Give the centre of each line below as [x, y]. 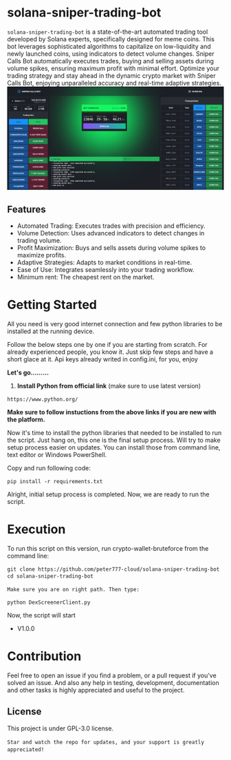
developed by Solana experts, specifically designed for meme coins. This [111, 39]
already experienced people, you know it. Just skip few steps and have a [110, 352]
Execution [36, 530]
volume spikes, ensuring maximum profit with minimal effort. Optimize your [113, 68]
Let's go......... [28, 372]
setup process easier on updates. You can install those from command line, [114, 447]
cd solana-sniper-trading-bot [51, 576]
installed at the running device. [51, 331]
